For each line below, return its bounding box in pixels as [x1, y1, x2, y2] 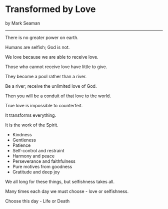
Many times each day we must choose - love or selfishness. [5, 188, 129, 194]
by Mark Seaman [5, 20, 40, 26]
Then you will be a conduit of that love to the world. [5, 93, 111, 99]
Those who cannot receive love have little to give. [5, 64, 107, 70]
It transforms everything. [5, 112, 56, 118]
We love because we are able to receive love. [5, 54, 98, 60]
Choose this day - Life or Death [5, 198, 70, 204]
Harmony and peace [12, 153, 55, 159]
